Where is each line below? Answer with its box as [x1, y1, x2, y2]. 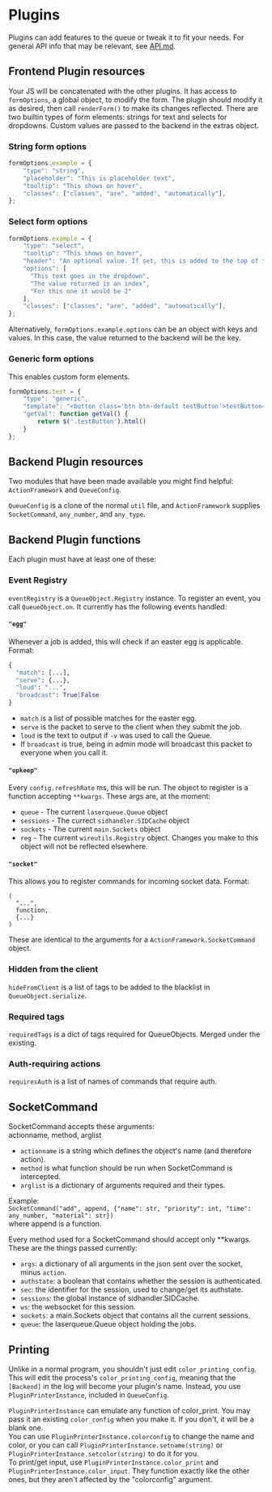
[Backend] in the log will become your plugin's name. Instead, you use [8, 1381, 241, 1391]
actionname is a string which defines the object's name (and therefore [19, 1146, 253, 1156]
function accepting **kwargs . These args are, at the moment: [8, 792, 211, 802]
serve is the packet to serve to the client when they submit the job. [19, 722, 243, 732]
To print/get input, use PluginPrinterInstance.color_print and [8, 1457, 219, 1467]
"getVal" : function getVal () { [23, 410, 129, 418]
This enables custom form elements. [8, 371, 130, 382]
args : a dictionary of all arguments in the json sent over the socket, [19, 1259, 243, 1269]
